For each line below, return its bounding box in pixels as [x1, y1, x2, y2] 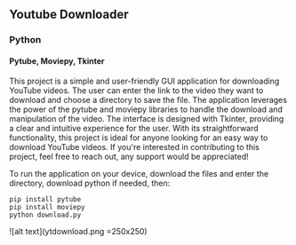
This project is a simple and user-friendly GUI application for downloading [9, 75, 280, 86]
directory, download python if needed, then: [9, 178, 171, 188]
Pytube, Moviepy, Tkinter [9, 55, 105, 66]
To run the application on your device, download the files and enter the [9, 168, 269, 178]
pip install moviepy [9, 202, 86, 211]
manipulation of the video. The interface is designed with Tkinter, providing [9, 113, 284, 123]
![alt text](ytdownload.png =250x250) [9, 225, 148, 236]
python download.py [9, 210, 82, 219]
